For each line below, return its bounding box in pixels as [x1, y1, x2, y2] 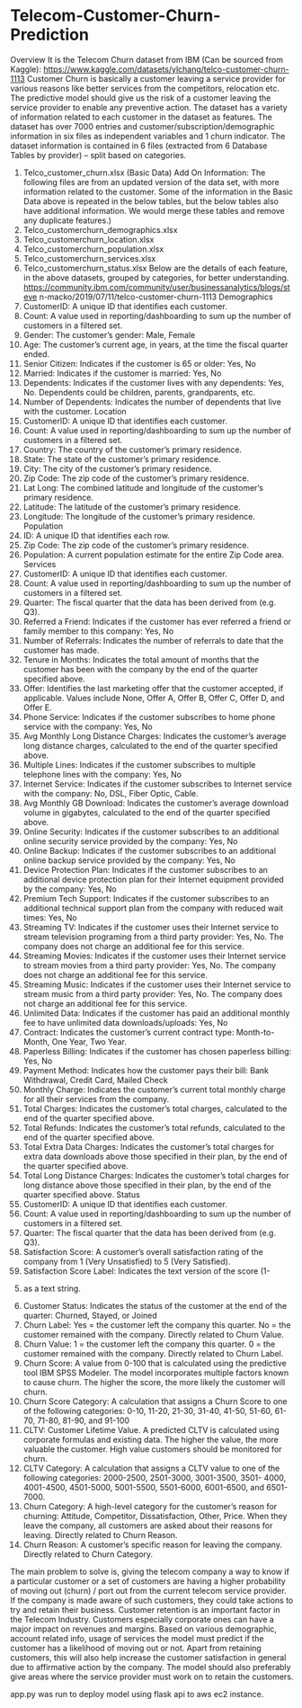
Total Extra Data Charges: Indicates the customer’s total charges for [22, 1141, 275, 1152]
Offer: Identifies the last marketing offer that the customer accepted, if [22, 682, 284, 693]
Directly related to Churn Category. [22, 1548, 154, 1560]
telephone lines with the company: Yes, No [22, 769, 182, 779]
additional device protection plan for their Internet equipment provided [22, 874, 284, 885]
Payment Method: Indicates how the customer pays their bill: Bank [22, 1064, 269, 1075]
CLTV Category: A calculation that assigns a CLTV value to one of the [22, 1463, 280, 1473]
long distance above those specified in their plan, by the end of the [22, 1179, 272, 1190]
